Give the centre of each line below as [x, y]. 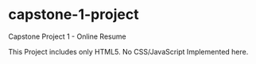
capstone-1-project [74, 15]
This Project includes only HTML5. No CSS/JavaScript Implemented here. [128, 51]
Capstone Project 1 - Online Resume [67, 36]
